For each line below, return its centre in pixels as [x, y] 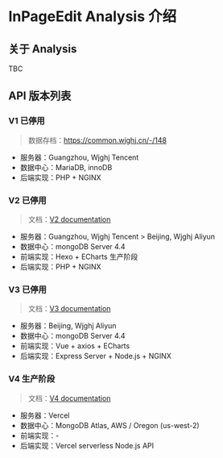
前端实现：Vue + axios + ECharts [75, 346]
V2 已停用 [27, 200]
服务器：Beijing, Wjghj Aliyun [68, 326]
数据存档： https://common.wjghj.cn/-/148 [97, 140]
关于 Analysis [43, 49]
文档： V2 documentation [69, 219]
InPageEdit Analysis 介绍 [93, 17]
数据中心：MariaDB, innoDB [66, 167]
